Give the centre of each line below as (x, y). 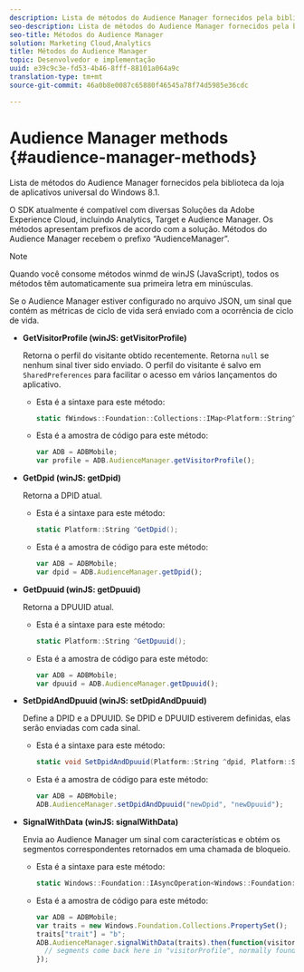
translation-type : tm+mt (56, 77)
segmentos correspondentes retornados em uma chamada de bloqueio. (157, 850)
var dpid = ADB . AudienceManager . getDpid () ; (119, 572)
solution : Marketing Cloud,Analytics (81, 43)
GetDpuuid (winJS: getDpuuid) (81, 589)
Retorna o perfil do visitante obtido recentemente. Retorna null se (146, 355)
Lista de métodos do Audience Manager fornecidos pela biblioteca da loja (147, 182)
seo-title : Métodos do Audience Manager (87, 34)
